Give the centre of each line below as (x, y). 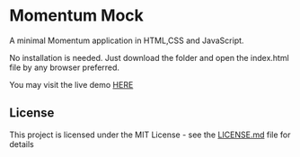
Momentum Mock (76, 16)
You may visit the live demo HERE (71, 84)
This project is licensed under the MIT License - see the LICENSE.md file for (150, 135)
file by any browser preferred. (64, 67)
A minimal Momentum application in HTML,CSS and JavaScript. (127, 40)
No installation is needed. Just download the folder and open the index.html (149, 57)
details (22, 144)
